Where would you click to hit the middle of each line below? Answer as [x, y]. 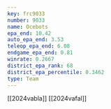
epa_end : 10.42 [29, 33]
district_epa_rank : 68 [40, 66]
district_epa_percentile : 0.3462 [56, 72]
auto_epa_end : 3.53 [36, 40]
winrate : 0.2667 [31, 59]
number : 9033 [26, 20]
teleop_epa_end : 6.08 [39, 46]
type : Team [23, 79]
